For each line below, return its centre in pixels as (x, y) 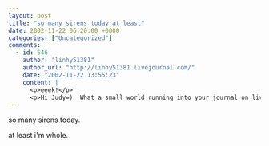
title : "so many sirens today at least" (77, 23)
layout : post (30, 16)
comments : (25, 45)
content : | (41, 82)
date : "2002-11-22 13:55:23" (71, 75)
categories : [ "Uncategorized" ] (60, 38)
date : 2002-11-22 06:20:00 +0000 (64, 30)
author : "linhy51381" (58, 61)
